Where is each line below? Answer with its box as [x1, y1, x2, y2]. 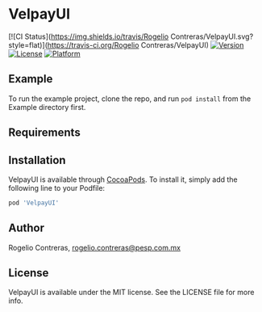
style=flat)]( [8, 40, 48, 49]
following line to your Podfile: [8, 183, 106, 192]
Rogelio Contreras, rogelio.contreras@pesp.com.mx [8, 242, 181, 252]
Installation [8, 153, 66, 167]
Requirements [8, 126, 81, 140]
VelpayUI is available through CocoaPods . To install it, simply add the [8, 175, 238, 184]
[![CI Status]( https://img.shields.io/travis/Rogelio [8, 32, 169, 41]
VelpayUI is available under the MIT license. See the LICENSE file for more [8, 288, 255, 297]
